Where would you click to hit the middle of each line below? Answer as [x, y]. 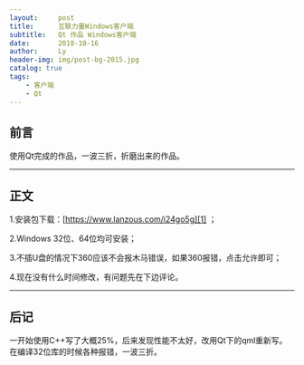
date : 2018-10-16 [54, 43]
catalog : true [36, 69]
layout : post [42, 18]
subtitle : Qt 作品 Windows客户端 [73, 34]
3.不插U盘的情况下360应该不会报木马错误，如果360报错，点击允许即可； [146, 258]
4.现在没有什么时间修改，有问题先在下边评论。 [96, 277]
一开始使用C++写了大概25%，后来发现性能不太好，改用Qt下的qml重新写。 [148, 340]
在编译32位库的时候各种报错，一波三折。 [86, 351]
